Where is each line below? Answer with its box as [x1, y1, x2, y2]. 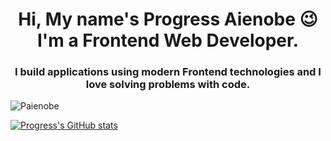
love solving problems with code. [85, 78, 251, 92]
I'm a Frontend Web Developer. [36, 29, 300, 52]
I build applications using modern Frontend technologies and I [14, 65, 322, 79]
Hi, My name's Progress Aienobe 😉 [18, 8, 318, 31]
